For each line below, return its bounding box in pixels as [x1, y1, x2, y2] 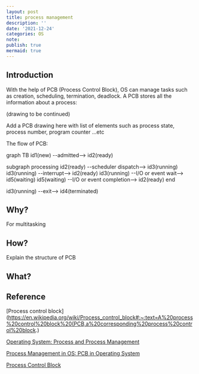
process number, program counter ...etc [6, 128, 105, 135]
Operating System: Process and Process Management [6, 338, 140, 345]
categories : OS [6, 31, 44, 37]
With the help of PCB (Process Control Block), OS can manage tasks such [6, 86, 188, 93]
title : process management [6, 14, 74, 20]
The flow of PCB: [6, 140, 48, 147]
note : [6, 37, 20, 43]
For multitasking [6, 221, 46, 228]
